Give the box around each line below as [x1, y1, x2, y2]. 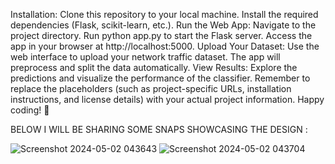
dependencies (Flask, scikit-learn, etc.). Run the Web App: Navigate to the [10, 19, 317, 31]
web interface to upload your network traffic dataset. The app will [10, 51, 281, 63]
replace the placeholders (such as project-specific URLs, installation [10, 83, 292, 94]
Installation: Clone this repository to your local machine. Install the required [10, 9, 319, 20]
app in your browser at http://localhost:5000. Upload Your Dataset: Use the [10, 40, 320, 52]
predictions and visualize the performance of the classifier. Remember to [10, 72, 311, 84]
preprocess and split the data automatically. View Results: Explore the [10, 62, 298, 73]
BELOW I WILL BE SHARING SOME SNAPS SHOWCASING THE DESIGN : [10, 124, 308, 135]
